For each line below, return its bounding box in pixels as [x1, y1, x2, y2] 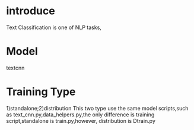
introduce [6, 4, 55, 18]
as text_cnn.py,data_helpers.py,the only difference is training [6, 111, 155, 118]
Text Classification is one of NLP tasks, [6, 24, 102, 31]
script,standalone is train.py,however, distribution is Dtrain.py [6, 117, 156, 124]
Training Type [6, 85, 76, 99]
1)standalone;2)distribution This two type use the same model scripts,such [6, 104, 189, 112]
